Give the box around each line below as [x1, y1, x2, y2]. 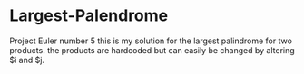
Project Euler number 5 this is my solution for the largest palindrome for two [9, 35, 293, 46]
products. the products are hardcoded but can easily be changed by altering [9, 44, 295, 55]
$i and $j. [9, 54, 45, 65]
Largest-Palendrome [9, 5, 169, 26]
